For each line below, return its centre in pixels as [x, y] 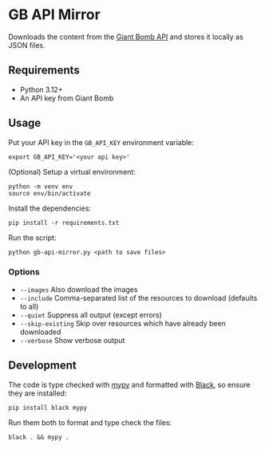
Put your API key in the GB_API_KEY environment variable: [101, 142]
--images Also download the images [79, 289]
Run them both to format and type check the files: [90, 422]
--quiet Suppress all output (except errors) [91, 315]
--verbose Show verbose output [72, 340]
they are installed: [38, 393]
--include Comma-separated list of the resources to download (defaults [138, 297]
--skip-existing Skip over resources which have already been [123, 323]
